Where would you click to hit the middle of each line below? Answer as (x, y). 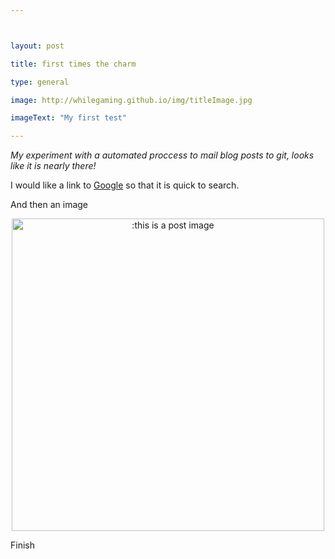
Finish (22, 545)
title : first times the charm (73, 64)
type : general (40, 82)
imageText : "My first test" (69, 118)
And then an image (49, 205)
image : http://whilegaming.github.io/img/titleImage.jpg (131, 100)
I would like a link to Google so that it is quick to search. (125, 185)
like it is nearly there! (53, 166)
